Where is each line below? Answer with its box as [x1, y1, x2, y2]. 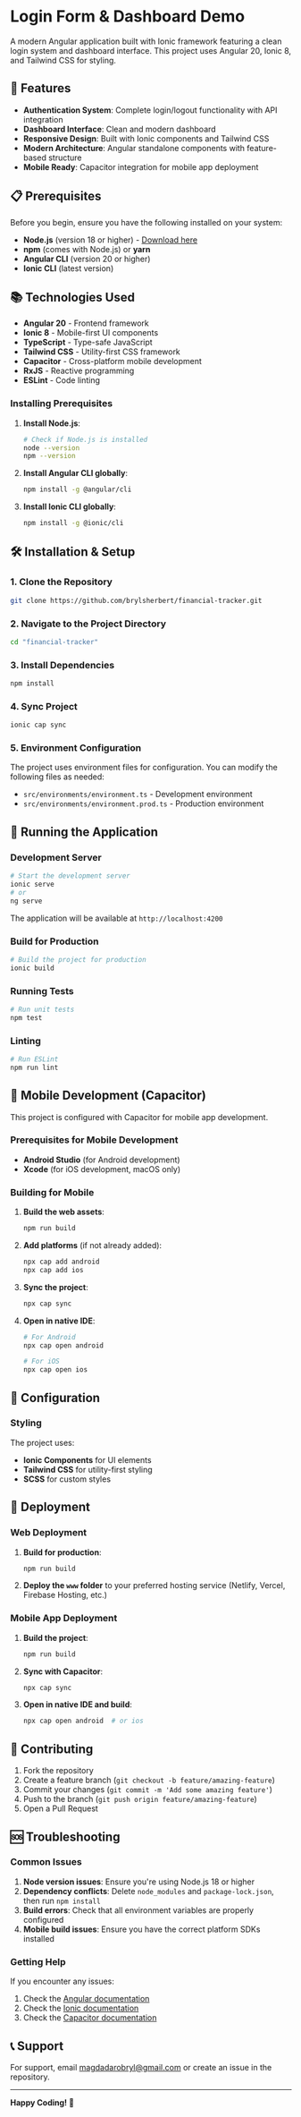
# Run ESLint [10, 1055, 59, 1064]
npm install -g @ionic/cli [22, 519, 124, 528]
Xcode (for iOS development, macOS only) [22, 1163, 181, 1174]
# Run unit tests [10, 1005, 75, 1014]
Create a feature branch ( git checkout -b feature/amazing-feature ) [22, 1774, 276, 1786]
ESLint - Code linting [22, 375, 101, 386]
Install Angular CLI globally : [22, 468, 129, 479]
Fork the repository [22, 1765, 95, 1776]
